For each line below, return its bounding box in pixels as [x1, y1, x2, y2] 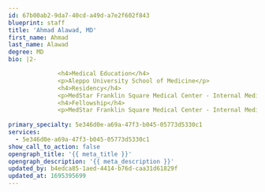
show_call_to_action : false [8, 142, 101, 150]
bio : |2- [8, 56, 37, 64]
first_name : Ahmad [8, 33, 69, 42]
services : [8, 128, 41, 136]
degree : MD [8, 48, 44, 56]
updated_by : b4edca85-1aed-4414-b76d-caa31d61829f [8, 164, 178, 173]
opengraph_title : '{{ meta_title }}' [8, 150, 132, 158]
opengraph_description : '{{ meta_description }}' [8, 157, 175, 165]
